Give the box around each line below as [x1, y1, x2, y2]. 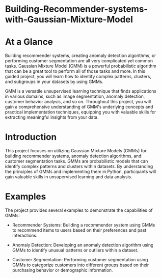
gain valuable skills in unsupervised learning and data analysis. [5, 174, 133, 180]
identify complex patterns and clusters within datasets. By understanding [5, 164, 153, 169]
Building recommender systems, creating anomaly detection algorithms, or [5, 53, 156, 58]
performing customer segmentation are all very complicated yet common [5, 58, 153, 64]
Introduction [5, 132, 57, 143]
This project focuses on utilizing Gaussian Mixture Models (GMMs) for [5, 148, 147, 154]
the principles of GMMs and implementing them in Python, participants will [5, 168, 156, 175]
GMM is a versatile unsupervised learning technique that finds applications [5, 88, 157, 94]
